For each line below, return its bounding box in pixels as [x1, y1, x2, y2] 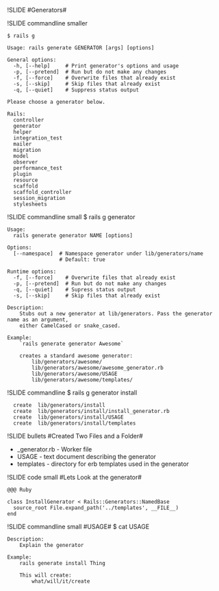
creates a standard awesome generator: [19, 353, 133, 359]
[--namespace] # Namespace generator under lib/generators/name [13, 250, 204, 257]
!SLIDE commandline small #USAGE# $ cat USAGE [7, 522, 150, 531]
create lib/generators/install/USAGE [13, 414, 125, 421]
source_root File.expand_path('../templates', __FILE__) [13, 504, 179, 511]
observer [13, 159, 38, 166]
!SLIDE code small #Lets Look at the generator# [7, 473, 142, 481]
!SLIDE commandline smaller [7, 19, 88, 27]
